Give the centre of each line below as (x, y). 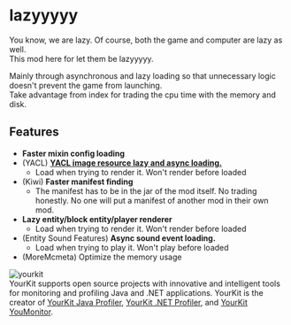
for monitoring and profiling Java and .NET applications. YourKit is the (136, 292)
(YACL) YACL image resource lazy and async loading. (122, 162)
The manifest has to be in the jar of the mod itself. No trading (146, 190)
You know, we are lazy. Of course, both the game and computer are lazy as (146, 40)
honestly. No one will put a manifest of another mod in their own (152, 200)
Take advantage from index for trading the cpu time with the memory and (143, 95)
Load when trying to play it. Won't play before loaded (132, 247)
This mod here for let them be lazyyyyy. (81, 58)
